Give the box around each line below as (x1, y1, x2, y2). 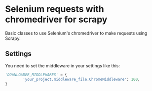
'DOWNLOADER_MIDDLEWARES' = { (5, 72, 68, 77)
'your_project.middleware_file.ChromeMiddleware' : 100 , (23, 77, 140, 82)
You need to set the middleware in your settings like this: (5, 62, 120, 68)
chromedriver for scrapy (5, 14, 108, 25)
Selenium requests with (5, 3, 105, 15)
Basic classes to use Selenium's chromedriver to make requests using (5, 30, 148, 36)
